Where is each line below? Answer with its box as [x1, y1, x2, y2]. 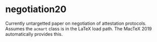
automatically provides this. [5, 31, 63, 37]
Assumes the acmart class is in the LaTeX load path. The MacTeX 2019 [5, 25, 152, 31]
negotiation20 [5, 4, 67, 15]
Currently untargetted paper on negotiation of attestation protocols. [5, 20, 146, 26]
